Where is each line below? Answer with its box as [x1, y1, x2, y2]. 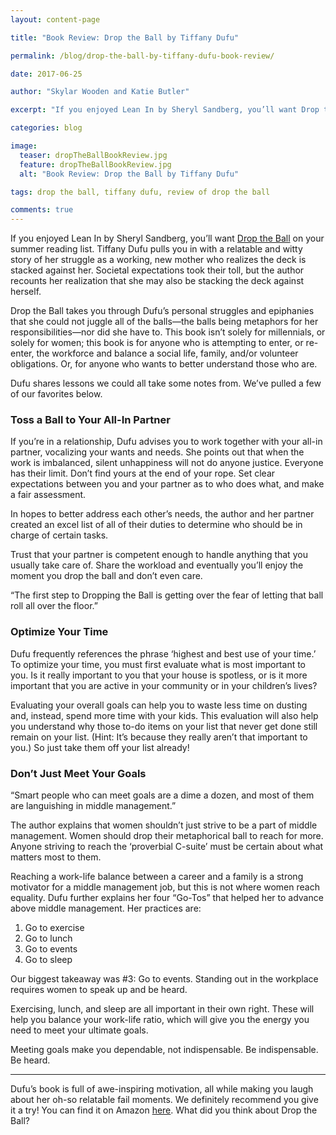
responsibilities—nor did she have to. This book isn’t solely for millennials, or [10, 326, 326, 338]
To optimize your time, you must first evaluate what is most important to [10, 658, 307, 670]
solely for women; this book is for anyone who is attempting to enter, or [10, 337, 304, 349]
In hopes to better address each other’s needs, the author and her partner [10, 508, 315, 520]
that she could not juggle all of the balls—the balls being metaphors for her [10, 316, 319, 328]
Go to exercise [24, 922, 85, 934]
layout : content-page [10, 14, 101, 25]
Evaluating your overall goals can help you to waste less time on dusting [10, 699, 308, 711]
